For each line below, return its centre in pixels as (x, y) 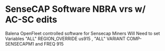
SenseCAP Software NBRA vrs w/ (75, 9)
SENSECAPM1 (20, 44)
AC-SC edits (31, 20)
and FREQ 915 (49, 44)
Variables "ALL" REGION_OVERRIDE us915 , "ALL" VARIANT (65, 39)
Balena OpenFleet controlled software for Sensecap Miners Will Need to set (82, 33)
